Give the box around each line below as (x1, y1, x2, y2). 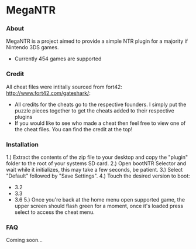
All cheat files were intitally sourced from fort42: (6, 83, 123, 90)
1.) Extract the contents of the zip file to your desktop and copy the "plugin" (6, 154, 188, 161)
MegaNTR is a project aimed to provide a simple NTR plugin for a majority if (6, 37, 188, 45)
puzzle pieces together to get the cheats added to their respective (14, 107, 174, 114)
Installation (6, 140, 39, 148)
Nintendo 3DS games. (6, 44, 59, 51)
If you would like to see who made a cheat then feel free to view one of (14, 120, 186, 127)
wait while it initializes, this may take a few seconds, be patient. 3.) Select (6, 166, 183, 173)
